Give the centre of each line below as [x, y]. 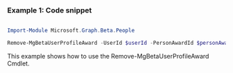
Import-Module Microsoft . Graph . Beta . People [71, 31]
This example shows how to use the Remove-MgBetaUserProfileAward [108, 56]
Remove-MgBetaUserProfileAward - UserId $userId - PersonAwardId [101, 43]
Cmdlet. [18, 63]
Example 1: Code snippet [50, 10]
